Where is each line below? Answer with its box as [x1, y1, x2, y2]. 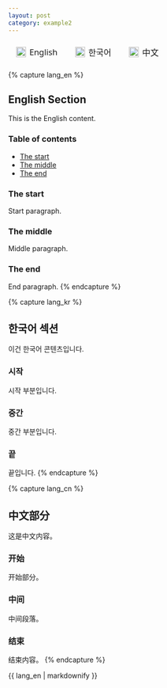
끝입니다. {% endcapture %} [8, 468, 98, 477]
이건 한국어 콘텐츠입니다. [8, 344, 84, 354]
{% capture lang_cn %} [8, 484, 84, 493]
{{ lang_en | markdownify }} [8, 671, 98, 680]
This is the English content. [8, 114, 96, 124]
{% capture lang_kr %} [8, 297, 83, 306]
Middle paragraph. [8, 244, 69, 253]
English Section [8, 93, 87, 106]
